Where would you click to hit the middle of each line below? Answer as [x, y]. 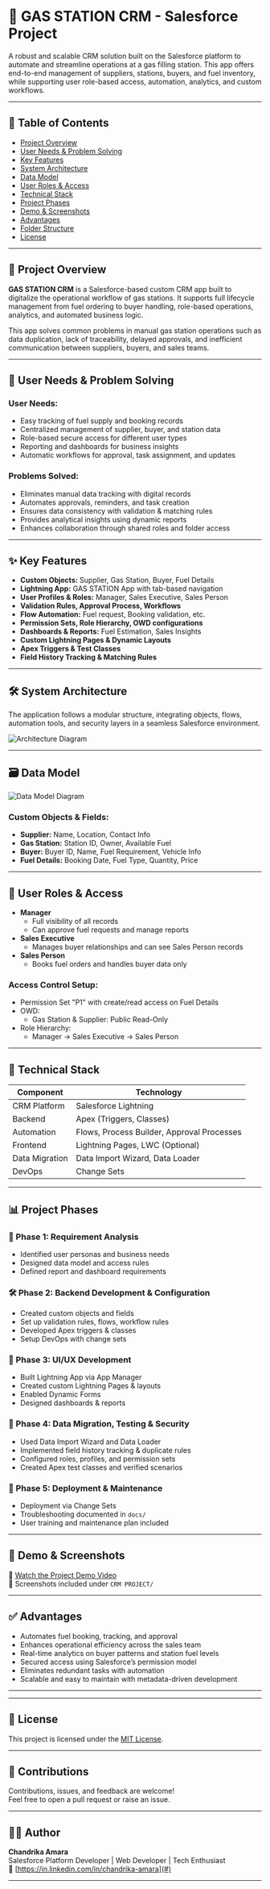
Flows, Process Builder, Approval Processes [159, 1132]
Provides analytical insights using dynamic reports [103, 519]
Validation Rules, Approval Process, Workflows [100, 606]
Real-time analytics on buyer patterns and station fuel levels [119, 1653]
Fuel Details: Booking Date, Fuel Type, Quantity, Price [109, 860]
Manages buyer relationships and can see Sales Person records [137, 947]
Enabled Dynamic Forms [60, 1395]
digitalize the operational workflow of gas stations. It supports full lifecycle [131, 297]
